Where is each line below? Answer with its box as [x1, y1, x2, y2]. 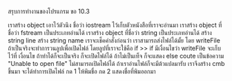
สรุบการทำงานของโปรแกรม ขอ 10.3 [8, 8, 90, 15]
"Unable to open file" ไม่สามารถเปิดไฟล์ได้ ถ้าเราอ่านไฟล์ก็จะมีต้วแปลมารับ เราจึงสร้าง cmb [8, 60, 225, 67]
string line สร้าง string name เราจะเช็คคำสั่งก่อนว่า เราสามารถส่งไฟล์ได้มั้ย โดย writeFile [8, 36, 220, 45]
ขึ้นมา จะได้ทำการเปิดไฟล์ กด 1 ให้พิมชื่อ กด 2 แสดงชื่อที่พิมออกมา [8, 67, 156, 76]
